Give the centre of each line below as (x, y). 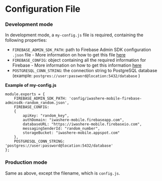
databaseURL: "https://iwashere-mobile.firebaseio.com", (82, 124)
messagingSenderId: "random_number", (61, 129)
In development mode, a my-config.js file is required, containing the (74, 35)
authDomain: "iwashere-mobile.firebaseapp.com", (74, 120)
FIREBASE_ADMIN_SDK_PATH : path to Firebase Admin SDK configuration (81, 50)
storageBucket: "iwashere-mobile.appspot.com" (71, 133)
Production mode (26, 162)
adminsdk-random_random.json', (37, 103)
